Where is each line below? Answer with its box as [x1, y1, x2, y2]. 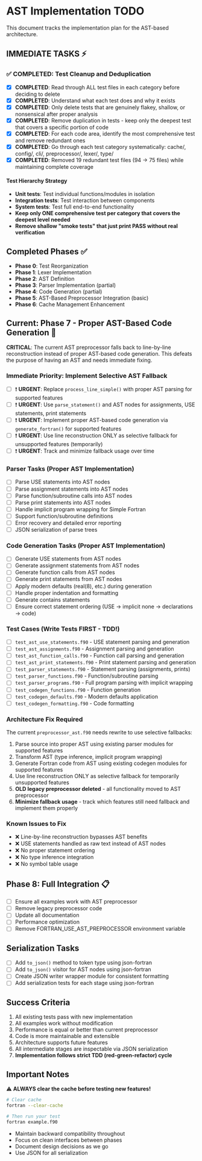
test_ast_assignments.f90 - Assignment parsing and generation [14, 645, 174, 652]
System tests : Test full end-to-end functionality [14, 203, 134, 210]
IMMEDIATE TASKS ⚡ [6, 49, 87, 59]
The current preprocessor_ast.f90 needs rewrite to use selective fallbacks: [6, 729, 193, 736]
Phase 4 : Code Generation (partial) [14, 288, 103, 295]
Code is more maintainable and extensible [14, 1033, 119, 1040]
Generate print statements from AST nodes [14, 576, 122, 583]
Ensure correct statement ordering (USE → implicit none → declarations [14, 603, 193, 610]
